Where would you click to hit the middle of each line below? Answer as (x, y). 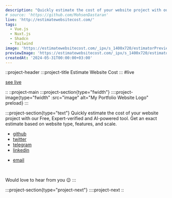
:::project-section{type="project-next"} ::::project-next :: (65, 190)
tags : (11, 24)
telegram (22, 145)
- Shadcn (19, 39)
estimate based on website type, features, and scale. (61, 124)
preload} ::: (17, 103)
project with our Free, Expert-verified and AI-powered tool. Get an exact (81, 118)
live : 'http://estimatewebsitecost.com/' (50, 19)
